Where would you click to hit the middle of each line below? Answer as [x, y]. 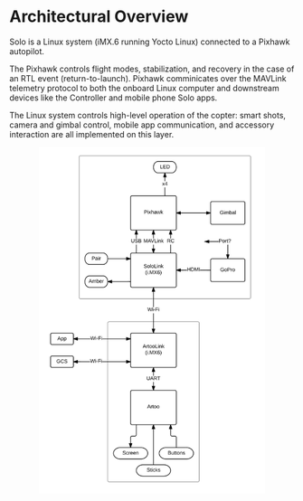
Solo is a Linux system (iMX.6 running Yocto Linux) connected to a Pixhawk [150, 42]
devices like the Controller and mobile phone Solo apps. [114, 98]
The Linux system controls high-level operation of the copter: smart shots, [148, 115]
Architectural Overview [99, 17]
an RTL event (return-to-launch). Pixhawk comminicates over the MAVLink [148, 78]
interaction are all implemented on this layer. [92, 134]
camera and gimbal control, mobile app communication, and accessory [142, 125]
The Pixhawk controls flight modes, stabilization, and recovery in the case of [152, 69]
